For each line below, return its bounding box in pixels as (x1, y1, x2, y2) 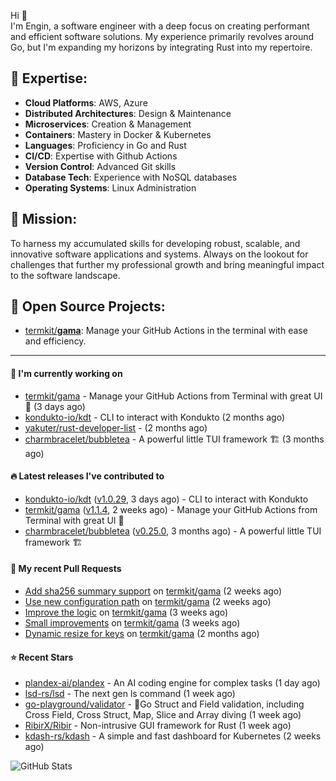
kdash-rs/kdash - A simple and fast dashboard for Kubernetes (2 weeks (24, 730, 322, 742)
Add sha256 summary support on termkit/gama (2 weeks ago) (24, 585, 283, 597)
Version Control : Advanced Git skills (24, 160, 177, 172)
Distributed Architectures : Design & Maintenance (24, 107, 232, 119)
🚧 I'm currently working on (10, 368, 123, 380)
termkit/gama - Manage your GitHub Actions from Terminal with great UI (24, 390, 323, 402)
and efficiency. (24, 335, 87, 347)
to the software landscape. (10, 269, 121, 281)
